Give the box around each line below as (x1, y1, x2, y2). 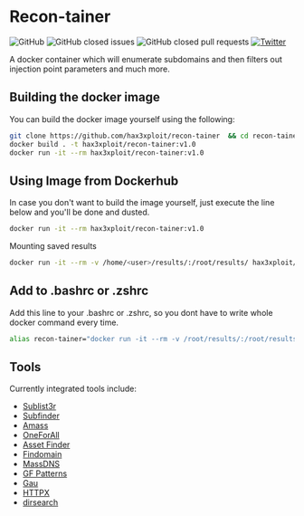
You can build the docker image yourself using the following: (9, 113, 235, 124)
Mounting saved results (9, 241, 97, 252)
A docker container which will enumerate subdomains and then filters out (9, 53, 283, 64)
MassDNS (22, 459, 61, 470)
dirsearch (22, 497, 59, 508)
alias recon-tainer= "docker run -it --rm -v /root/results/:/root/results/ (9, 334, 301, 343)
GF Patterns (22, 468, 68, 479)
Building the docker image (9, 90, 160, 105)
